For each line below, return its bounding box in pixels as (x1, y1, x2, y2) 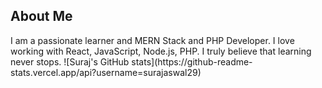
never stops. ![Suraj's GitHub (10, 55, 130, 68)
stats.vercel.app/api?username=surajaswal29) (10, 66, 202, 78)
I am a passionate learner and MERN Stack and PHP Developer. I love (10, 34, 295, 46)
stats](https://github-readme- (131, 55, 253, 68)
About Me (10, 8, 73, 25)
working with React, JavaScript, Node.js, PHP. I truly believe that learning (10, 45, 312, 57)
